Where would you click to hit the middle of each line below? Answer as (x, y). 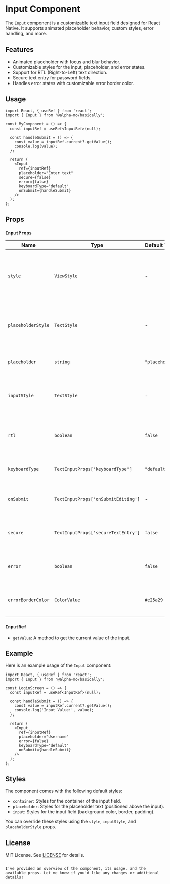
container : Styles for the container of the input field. (67, 801)
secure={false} (35, 177)
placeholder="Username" (44, 737)
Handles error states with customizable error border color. (73, 83)
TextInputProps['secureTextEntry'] (97, 533)
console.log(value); (36, 146)
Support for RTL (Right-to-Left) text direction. (60, 72)
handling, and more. (26, 33)
